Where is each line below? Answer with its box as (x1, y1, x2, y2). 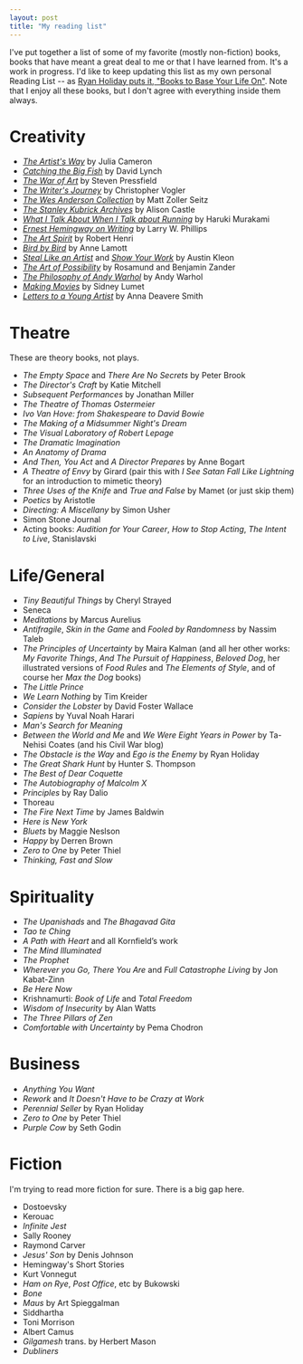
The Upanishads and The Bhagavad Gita (22, 916, 176, 928)
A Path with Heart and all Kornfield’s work (22, 936, 179, 947)
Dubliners (22, 1346, 59, 1357)
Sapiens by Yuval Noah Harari (22, 711, 135, 721)
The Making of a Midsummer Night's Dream (22, 418, 187, 429)
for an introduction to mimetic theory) (22, 476, 163, 487)
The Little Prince (22, 682, 84, 692)
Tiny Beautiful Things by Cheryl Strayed (22, 595, 172, 606)
